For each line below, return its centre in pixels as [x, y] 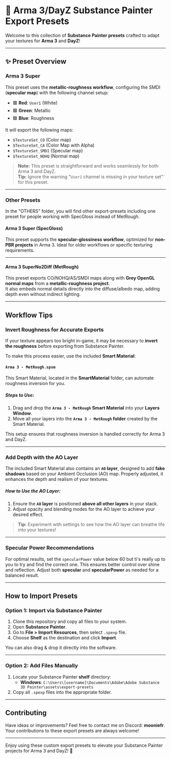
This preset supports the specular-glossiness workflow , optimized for [80, 239]
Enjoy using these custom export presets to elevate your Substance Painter [84, 745]
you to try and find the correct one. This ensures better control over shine [82, 564]
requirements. [20, 250]
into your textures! [37, 530]
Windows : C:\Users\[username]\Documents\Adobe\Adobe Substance [90, 682]
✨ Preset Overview [36, 61]
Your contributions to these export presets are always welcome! [72, 730]
